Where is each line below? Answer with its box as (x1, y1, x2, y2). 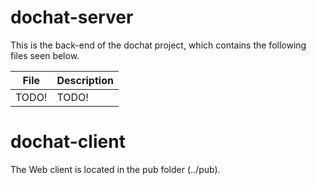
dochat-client (10, 131, 126, 153)
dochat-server (10, 6, 134, 29)
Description (56, 73, 114, 87)
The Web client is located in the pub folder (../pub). (10, 163, 221, 175)
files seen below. (10, 49, 80, 61)
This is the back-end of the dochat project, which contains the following (10, 39, 307, 51)
